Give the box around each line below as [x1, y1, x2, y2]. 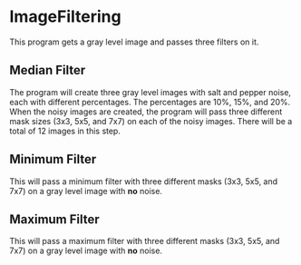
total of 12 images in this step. [9, 125, 121, 136]
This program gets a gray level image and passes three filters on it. [9, 36, 259, 47]
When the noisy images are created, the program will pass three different [9, 106, 283, 117]
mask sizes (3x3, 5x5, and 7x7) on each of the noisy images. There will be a [9, 115, 293, 126]
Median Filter [9, 63, 86, 78]
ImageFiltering [9, 6, 121, 27]
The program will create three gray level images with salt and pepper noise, [9, 86, 292, 97]
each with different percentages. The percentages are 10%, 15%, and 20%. [9, 96, 291, 107]
